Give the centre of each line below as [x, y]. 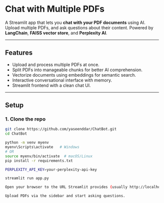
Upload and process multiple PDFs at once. [56, 64]
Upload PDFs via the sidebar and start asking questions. [65, 196]
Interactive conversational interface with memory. [62, 80]
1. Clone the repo [25, 119]
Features [19, 53]
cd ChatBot [16, 134]
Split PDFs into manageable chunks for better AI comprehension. [77, 70]
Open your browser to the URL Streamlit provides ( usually [66, 187]
